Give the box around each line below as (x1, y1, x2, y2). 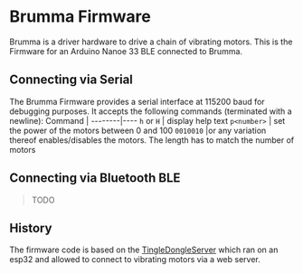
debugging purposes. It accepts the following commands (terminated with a (9, 106, 292, 117)
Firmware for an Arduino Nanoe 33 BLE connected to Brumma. (9, 45, 242, 56)
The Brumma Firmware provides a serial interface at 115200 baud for (9, 96, 265, 107)
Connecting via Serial (9, 72, 134, 88)
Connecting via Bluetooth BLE (9, 170, 181, 186)
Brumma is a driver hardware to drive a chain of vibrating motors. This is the (9, 36, 293, 47)
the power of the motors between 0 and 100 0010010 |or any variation (9, 125, 267, 136)
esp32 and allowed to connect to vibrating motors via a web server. (9, 254, 260, 265)
